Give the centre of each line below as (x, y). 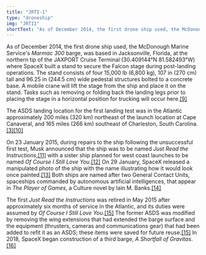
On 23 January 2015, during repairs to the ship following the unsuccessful (100, 143)
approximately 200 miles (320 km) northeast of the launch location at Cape (101, 117)
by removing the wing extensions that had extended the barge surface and (101, 219)
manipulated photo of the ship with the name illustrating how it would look (100, 168)
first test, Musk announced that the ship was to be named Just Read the (97, 149)
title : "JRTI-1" (27, 12)
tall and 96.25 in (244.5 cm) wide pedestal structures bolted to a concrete (100, 79)
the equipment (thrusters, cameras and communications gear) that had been (103, 226)
